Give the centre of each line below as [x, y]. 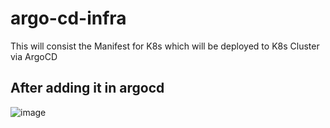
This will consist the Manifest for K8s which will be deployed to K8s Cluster [165, 46]
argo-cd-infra [68, 18]
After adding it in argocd [87, 88]
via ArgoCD [34, 56]
